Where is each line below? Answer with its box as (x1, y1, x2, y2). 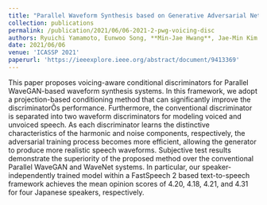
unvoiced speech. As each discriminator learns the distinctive (8, 120, 211, 130)
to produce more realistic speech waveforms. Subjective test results (8, 145, 232, 155)
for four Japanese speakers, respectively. (8, 188, 145, 197)
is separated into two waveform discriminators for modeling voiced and (8, 111, 242, 121)
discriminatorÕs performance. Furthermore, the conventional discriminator (8, 102, 253, 112)
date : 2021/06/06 (8, 41, 66, 49)
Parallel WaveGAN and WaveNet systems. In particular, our (8, 162, 201, 172)
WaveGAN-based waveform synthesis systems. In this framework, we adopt (8, 86, 258, 95)
